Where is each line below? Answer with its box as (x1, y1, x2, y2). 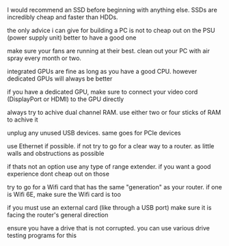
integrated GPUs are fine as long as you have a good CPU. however (7, 68, 198, 75)
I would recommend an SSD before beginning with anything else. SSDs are (7, 6, 217, 14)
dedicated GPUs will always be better (7, 74, 113, 83)
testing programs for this (7, 232, 77, 239)
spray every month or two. (7, 54, 82, 62)
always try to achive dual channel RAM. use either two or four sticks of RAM (7, 109, 221, 116)
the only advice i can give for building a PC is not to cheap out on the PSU (7, 27, 215, 34)
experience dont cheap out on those (7, 170, 109, 178)
